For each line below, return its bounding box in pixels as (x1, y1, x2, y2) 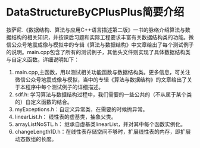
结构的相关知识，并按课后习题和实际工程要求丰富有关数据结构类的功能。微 (11, 33, 194, 40)
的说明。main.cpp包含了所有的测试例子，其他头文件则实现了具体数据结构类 (6, 48, 190, 55)
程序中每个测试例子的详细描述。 (25, 83, 104, 90)
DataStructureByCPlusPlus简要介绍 (6, 5, 185, 19)
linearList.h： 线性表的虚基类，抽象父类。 (14, 113, 117, 120)
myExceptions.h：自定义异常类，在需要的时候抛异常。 (14, 105, 148, 113)
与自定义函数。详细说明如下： (6, 56, 79, 63)
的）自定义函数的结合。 (14, 98, 73, 105)
